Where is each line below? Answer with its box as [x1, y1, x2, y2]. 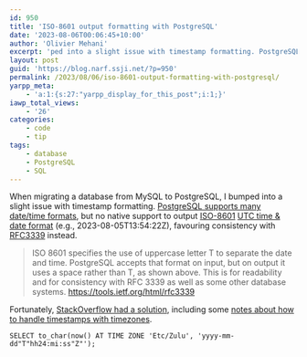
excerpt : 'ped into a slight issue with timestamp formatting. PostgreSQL [9, 47, 301, 57]
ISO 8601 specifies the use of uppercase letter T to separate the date [31, 247, 292, 258]
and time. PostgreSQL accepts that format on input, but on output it [31, 257, 286, 268]
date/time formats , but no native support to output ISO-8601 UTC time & [9, 211, 281, 222]
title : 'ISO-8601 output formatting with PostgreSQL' [9, 22, 219, 31]
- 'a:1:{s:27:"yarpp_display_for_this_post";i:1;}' [26, 89, 227, 99]
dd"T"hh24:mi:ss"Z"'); [9, 340, 96, 349]
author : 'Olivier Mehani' [9, 38, 108, 48]
